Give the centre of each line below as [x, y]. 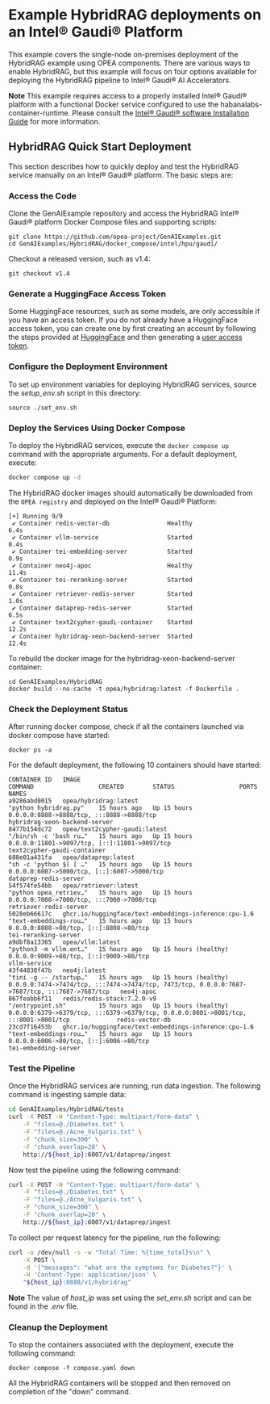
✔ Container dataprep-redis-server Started [102, 608]
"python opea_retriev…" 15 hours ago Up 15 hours [101, 893]
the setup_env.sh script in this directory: [75, 392]
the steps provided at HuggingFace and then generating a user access [126, 337]
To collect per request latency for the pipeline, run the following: [115, 1238]
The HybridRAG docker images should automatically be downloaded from [131, 492]
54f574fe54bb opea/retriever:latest [73, 886]
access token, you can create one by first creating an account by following [132, 329]
